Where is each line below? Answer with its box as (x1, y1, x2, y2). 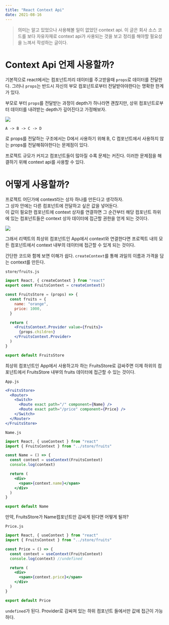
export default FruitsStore (5, 353, 65, 358)
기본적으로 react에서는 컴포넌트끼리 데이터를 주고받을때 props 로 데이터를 (5, 77, 149, 83)
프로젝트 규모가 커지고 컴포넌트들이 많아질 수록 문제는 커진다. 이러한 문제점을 (5, 153, 157, 159)
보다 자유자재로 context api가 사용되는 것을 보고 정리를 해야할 (27, 33, 149, 39)
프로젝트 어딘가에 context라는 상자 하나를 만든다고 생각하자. (5, 196, 124, 203)
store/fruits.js (5, 269, 39, 274)
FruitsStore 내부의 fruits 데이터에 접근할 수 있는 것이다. (27, 369, 136, 375)
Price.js (5, 524, 24, 529)
